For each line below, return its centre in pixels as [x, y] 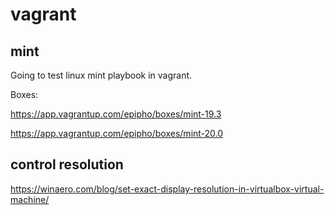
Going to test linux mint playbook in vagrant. [101, 75]
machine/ [30, 199]
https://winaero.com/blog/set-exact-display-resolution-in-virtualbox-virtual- [167, 189]
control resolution [67, 164]
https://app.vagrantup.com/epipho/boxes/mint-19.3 [116, 114]
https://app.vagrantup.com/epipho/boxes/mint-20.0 [117, 133]
